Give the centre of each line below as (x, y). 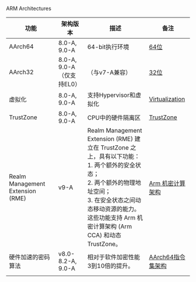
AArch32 (21, 72)
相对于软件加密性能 (113, 257)
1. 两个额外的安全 (111, 165)
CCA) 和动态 (104, 235)
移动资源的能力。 (116, 209)
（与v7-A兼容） (109, 72)
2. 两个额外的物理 (111, 182)
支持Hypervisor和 (111, 95)
